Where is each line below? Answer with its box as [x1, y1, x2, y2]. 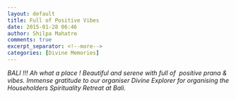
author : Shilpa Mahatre [7, 29, 78, 37]
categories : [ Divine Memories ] [7, 50, 100, 57]
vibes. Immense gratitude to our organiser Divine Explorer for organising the [7, 76, 230, 84]
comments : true [7, 37, 52, 44]
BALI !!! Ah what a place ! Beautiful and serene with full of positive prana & [7, 68, 228, 77]
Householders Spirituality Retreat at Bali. [7, 84, 126, 92]
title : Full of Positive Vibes [7, 17, 100, 24]
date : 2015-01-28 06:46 [7, 23, 78, 30]
